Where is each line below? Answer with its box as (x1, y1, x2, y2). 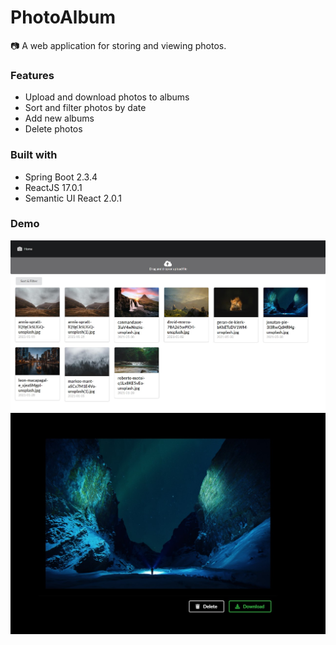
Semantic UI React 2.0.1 (24, 192, 123, 204)
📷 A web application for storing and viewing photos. (10, 39, 227, 51)
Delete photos (24, 123, 83, 135)
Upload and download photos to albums (24, 91, 190, 103)
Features (10, 68, 55, 82)
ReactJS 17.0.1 (24, 181, 83, 193)
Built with (10, 148, 58, 162)
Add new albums (24, 112, 95, 125)
